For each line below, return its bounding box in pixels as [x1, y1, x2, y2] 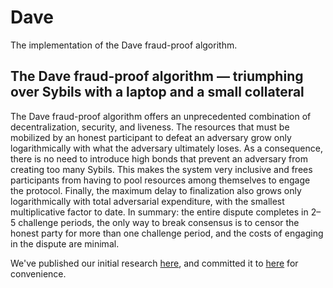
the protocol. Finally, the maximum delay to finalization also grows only [10, 184, 302, 196]
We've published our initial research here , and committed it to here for [10, 257, 299, 269]
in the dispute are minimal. [10, 237, 120, 250]
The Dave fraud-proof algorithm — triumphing [10, 68, 304, 85]
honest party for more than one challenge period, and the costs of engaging [10, 227, 324, 239]
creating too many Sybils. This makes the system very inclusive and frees [10, 163, 313, 175]
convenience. [10, 267, 67, 280]
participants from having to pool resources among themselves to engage [10, 174, 311, 186]
